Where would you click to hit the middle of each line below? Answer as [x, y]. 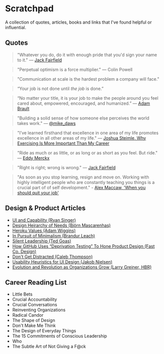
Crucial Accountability [35, 299]
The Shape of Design [34, 321]
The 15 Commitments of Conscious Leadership [59, 336]
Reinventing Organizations [39, 310]
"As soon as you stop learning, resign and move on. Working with [83, 177]
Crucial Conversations [35, 305]
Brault [23, 108]
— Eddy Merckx [33, 158]
